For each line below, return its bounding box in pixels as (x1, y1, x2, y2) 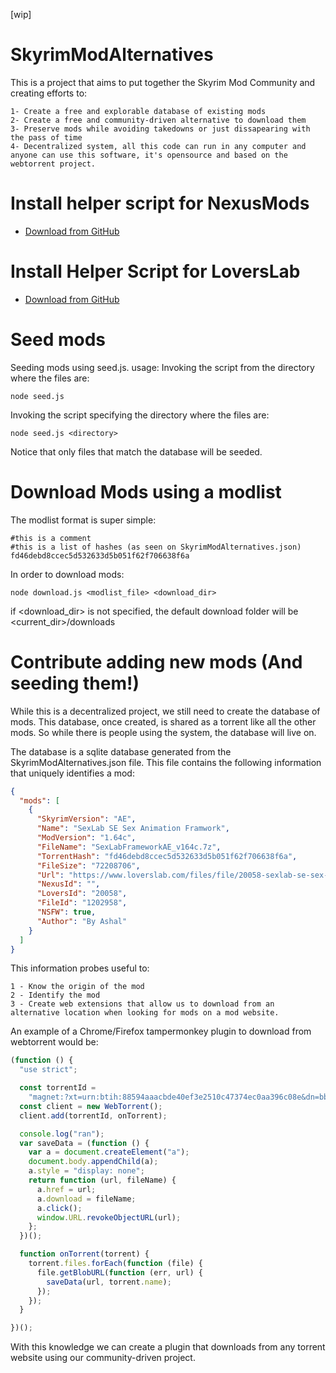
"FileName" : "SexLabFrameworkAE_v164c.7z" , (36, 842, 222, 852)
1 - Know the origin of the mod (10, 982, 145, 992)
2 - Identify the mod (10, 990, 101, 1001)
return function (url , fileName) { (28, 1175, 177, 1185)
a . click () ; (36, 1203, 83, 1213)
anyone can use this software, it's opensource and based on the (10, 150, 288, 160)
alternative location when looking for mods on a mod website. (10, 1008, 280, 1018)
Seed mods (10, 329, 107, 351)
